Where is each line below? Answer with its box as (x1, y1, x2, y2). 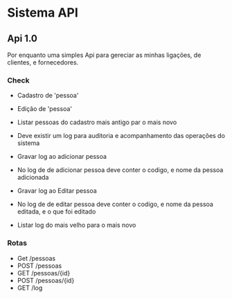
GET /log (17, 283, 43, 292)
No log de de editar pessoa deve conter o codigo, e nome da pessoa (17, 200, 213, 209)
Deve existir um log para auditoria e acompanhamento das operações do (17, 132, 225, 140)
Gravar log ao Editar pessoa (17, 187, 97, 195)
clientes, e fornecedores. (7, 58, 79, 67)
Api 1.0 (7, 33, 38, 44)
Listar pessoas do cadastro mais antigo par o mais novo (17, 118, 177, 126)
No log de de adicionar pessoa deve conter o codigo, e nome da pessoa (17, 166, 224, 174)
